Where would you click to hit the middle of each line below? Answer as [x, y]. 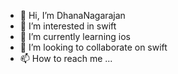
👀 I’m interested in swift [68, 26]
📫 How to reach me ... [66, 58]
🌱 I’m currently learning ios [75, 36]
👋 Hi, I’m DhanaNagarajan [72, 15]
